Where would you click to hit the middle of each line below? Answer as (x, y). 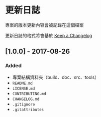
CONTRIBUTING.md (29, 94)
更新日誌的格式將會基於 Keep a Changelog (49, 35)
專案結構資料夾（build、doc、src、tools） (56, 77)
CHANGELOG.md (26, 99)
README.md (23, 83)
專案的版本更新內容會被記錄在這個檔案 (44, 25)
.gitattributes (28, 110)
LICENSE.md (24, 88)
